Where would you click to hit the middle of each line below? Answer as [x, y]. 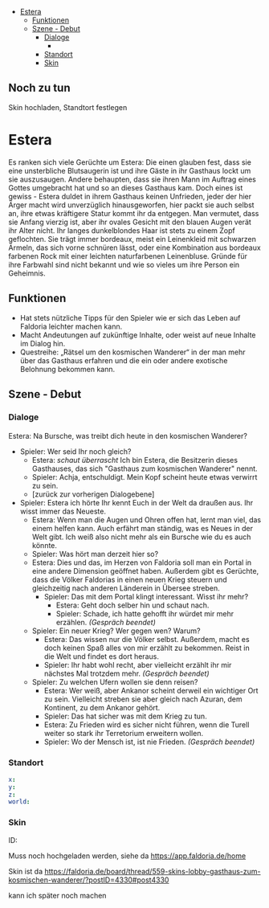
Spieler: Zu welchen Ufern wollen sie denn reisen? [115, 682]
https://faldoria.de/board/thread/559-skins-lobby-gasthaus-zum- [152, 871]
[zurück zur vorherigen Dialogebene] [93, 494]
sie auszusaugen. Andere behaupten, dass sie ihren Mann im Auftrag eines [132, 179]
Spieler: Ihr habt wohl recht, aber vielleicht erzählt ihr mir [138, 665]
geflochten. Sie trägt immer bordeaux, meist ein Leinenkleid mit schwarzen [132, 239]
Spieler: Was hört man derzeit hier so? [95, 554]
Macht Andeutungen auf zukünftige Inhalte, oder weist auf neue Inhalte [138, 335]
